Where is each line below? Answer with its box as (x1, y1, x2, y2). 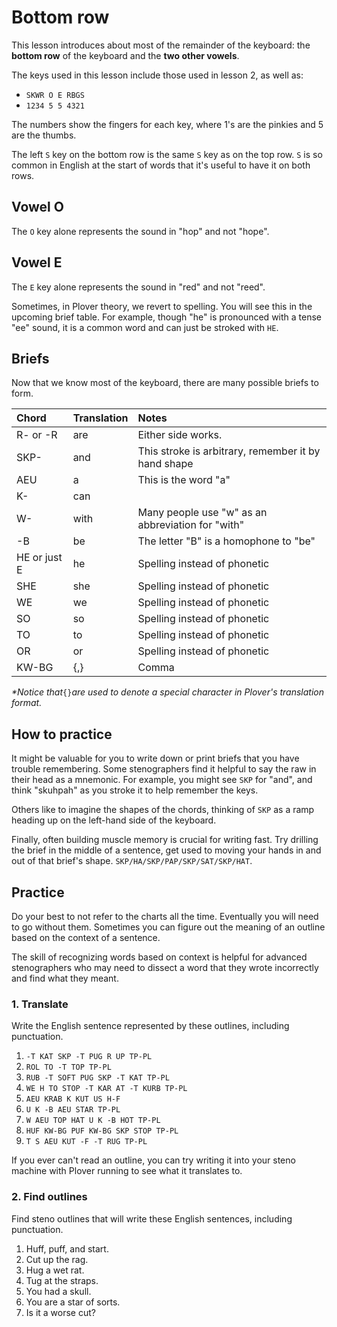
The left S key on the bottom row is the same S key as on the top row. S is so (11, 148, 323, 160)
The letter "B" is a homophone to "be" (137, 534, 316, 548)
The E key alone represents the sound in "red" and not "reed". (11, 281, 266, 293)
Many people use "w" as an (137, 506, 268, 520)
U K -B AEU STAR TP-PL (25, 1105, 121, 1115)
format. (11, 697, 43, 709)
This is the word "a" (137, 473, 231, 487)
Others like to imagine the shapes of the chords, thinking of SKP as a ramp (11, 804, 315, 816)
